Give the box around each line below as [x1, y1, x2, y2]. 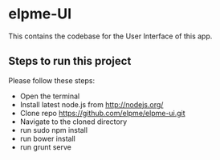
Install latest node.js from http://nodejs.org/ [19, 99, 164, 109]
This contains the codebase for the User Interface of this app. [8, 31, 213, 41]
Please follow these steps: [8, 75, 95, 85]
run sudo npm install [19, 125, 88, 134]
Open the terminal [19, 91, 80, 101]
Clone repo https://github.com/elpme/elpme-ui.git [19, 108, 186, 118]
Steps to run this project [8, 54, 132, 68]
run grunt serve [19, 142, 72, 152]
